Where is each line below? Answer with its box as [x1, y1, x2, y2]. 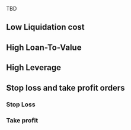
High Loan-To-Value [6, 42, 82, 52]
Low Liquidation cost [6, 22, 85, 32]
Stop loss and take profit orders [6, 83, 126, 93]
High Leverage [6, 62, 61, 73]
